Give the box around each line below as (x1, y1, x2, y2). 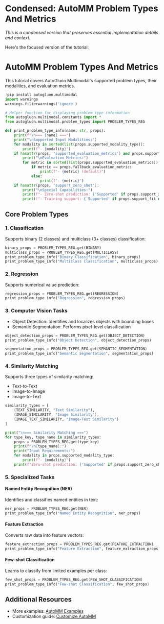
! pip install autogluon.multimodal (5, 92, 78, 97)
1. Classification (5, 225, 44, 232)
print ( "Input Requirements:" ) (14, 449, 76, 454)
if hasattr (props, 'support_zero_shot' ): (14, 183, 99, 188)
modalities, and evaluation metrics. (5, 83, 75, 89)
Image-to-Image (12, 388, 45, 394)
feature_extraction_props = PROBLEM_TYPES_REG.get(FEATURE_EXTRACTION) (5, 542, 154, 547)
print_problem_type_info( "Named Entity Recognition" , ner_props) (5, 510, 141, 516)
